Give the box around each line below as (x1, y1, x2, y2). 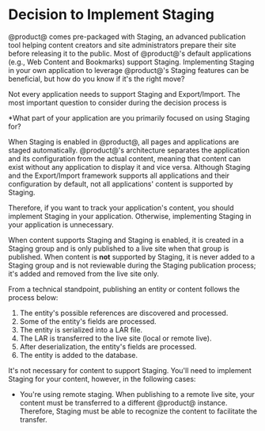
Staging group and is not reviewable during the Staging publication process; (8, 260, 256, 270)
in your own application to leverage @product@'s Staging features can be (8, 65, 249, 75)
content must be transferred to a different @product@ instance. (19, 398, 228, 407)
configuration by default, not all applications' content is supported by (8, 179, 233, 188)
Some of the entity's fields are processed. (19, 316, 157, 326)
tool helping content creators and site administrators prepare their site (8, 40, 237, 49)
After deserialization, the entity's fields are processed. (19, 341, 197, 351)
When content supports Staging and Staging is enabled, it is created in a (8, 235, 244, 244)
